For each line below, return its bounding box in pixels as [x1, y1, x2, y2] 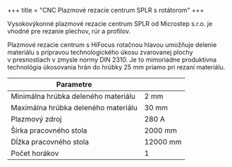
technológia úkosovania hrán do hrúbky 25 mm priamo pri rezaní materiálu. [7, 63, 226, 71]
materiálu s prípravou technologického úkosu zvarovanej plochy [7, 48, 193, 56]
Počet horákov [11, 149, 59, 158]
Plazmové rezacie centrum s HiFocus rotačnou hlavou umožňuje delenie [7, 41, 217, 48]
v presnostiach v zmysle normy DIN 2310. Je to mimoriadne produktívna [7, 55, 217, 64]
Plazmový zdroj [11, 114, 62, 123]
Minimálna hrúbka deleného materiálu [11, 91, 136, 101]
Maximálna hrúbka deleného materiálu [11, 103, 138, 112]
